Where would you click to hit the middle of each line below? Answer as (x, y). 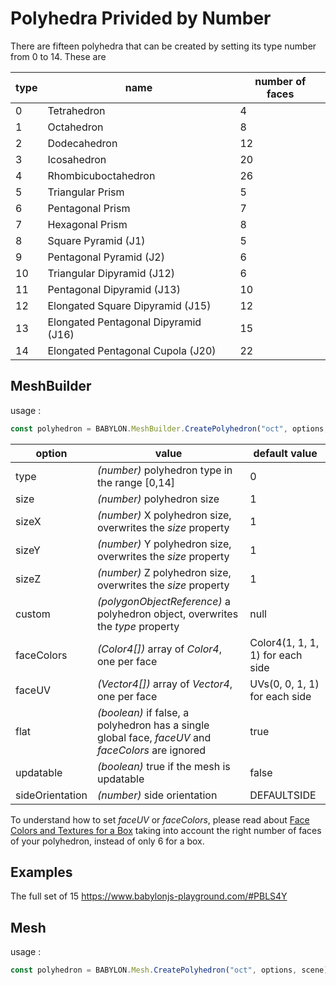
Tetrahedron (76, 110)
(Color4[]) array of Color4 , (159, 649)
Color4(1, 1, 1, (284, 642)
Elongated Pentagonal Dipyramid (124, 322)
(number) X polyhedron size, (164, 515)
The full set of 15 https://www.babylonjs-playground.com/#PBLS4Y (149, 896)
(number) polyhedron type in (164, 470)
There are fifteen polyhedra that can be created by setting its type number (163, 46)
